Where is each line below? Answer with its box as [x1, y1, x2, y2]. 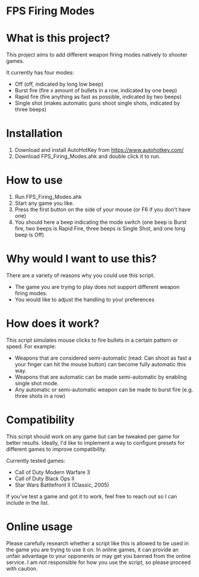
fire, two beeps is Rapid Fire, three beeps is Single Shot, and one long [14, 225, 186, 232]
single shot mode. [14, 379, 59, 386]
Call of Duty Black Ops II [14, 475, 75, 482]
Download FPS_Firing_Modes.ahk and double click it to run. [14, 153, 161, 160]
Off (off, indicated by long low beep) [14, 80, 104, 88]
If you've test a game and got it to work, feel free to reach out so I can [6, 492, 177, 500]
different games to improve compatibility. [6, 445, 107, 453]
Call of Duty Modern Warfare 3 [14, 469, 90, 476]
